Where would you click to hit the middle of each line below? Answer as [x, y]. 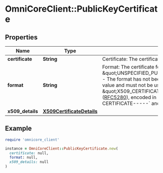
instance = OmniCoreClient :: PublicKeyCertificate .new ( [62, 148]
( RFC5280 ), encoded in [129, 97]
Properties [21, 37]
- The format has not [126, 79]
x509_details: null [29, 162]
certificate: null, [29, 153]
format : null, [24, 157]
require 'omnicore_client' [32, 139]
